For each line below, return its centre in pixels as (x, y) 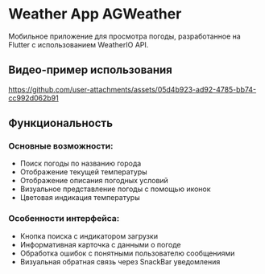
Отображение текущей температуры (83, 172)
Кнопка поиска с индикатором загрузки (89, 236)
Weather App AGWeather (95, 14)
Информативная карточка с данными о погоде (100, 244)
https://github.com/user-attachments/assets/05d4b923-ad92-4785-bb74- (132, 89)
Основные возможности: (61, 146)
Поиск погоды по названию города (81, 164)
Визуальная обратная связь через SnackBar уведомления (120, 261)
